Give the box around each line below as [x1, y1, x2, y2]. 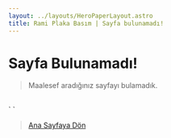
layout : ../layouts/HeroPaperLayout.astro [8, 11, 153, 20]
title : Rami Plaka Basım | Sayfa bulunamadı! [8, 19, 164, 27]
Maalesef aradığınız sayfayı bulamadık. [27, 81, 158, 90]
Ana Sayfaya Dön [27, 120, 86, 130]
